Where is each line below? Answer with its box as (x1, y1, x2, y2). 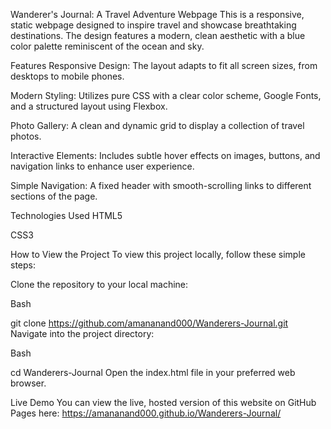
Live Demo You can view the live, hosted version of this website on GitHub (10, 397, 317, 408)
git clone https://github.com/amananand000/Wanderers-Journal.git (10, 317, 289, 329)
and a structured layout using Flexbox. (10, 100, 168, 112)
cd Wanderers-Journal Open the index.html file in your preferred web (10, 367, 296, 378)
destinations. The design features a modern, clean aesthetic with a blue (10, 30, 306, 41)
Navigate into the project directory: (10, 328, 155, 339)
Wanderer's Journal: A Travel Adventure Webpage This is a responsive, (10, 9, 305, 20)
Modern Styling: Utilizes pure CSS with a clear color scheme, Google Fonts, (10, 90, 322, 101)
